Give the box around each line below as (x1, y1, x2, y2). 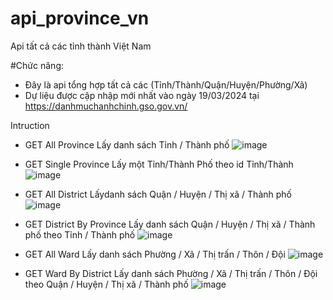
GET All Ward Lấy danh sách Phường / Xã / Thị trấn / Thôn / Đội (24, 248, 286, 260)
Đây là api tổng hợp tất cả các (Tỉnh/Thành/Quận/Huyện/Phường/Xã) (24, 78, 308, 91)
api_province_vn (10, 7, 150, 30)
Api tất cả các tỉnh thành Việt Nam (10, 40, 152, 52)
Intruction (10, 119, 50, 131)
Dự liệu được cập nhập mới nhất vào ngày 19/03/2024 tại (24, 89, 260, 101)
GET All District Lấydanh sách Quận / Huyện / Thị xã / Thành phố (24, 188, 292, 200)
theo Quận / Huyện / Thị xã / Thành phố (24, 278, 189, 290)
